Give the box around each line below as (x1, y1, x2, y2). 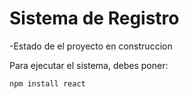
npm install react (9, 78, 86, 89)
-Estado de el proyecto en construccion (9, 40, 173, 52)
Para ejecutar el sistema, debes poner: (9, 59, 169, 71)
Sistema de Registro (9, 7, 180, 30)
